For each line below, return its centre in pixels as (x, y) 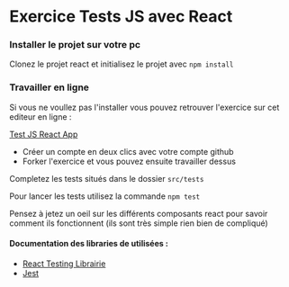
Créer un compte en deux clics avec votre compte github (128, 151)
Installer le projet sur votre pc (75, 45)
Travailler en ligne (50, 87)
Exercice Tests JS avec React (121, 17)
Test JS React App (44, 134)
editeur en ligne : (41, 117)
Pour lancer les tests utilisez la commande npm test (105, 196)
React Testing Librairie (64, 264)
